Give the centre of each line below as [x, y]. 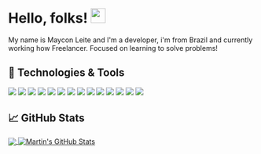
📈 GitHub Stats [46, 118]
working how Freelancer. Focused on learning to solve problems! [113, 48]
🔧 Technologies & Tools [66, 73]
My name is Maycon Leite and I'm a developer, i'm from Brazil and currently [130, 40]
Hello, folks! [48, 18]
